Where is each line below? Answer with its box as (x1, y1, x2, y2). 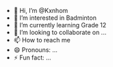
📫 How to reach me (13, 36, 71, 44)
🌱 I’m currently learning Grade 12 (13, 21, 107, 29)
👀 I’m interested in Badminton (13, 14, 97, 22)
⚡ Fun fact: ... (13, 53, 51, 62)
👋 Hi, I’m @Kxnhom (13, 7, 68, 14)
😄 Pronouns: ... (13, 46, 58, 54)
